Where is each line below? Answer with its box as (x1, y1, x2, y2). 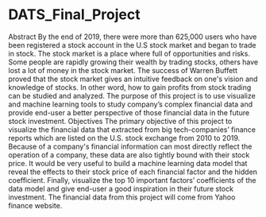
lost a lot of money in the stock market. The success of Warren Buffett (8, 65, 238, 75)
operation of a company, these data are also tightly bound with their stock (8, 149, 250, 160)
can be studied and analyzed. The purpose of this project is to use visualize (8, 91, 256, 100)
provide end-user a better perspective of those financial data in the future (8, 107, 250, 117)
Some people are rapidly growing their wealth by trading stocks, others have (8, 57, 259, 67)
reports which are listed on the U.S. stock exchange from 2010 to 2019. (8, 133, 241, 142)
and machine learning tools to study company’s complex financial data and (8, 99, 253, 109)
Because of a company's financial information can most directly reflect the (8, 141, 253, 151)
